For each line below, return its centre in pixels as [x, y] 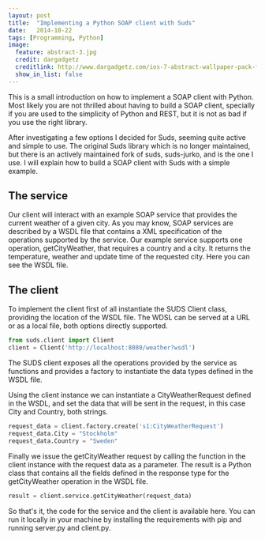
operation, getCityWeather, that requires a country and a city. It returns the [129, 248]
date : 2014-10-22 [40, 30]
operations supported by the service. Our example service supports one [125, 240]
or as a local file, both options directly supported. [88, 326]
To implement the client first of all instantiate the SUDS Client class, [118, 309]
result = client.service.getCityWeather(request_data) [100, 496]
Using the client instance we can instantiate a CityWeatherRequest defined [130, 395]
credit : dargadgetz [47, 60]
